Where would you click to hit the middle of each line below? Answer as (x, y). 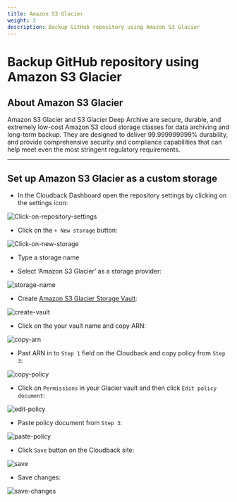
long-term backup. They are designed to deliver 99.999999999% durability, (118, 135)
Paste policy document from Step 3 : (70, 423)
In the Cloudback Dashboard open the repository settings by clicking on (122, 195)
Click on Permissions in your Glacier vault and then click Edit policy (117, 388)
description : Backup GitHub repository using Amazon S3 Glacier (104, 27)
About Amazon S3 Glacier (65, 103)
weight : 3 (22, 20)
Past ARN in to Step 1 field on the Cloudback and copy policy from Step (121, 353)
